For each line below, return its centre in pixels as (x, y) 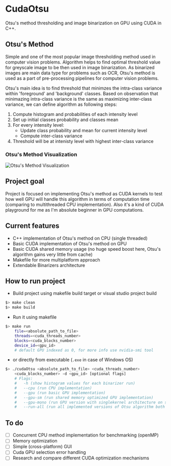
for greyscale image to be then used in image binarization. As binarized (80, 67)
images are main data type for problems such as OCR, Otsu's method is (80, 73)
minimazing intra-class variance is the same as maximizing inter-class (79, 99)
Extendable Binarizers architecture (49, 265)
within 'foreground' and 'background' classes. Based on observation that (82, 93)
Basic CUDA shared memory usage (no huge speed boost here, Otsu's (87, 249)
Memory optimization (35, 441)
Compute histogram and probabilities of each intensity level (75, 114)
